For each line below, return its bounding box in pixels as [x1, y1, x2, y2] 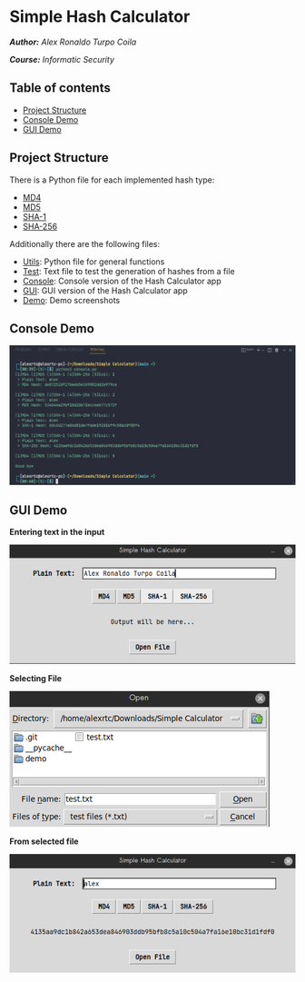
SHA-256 [22, 221, 57, 232]
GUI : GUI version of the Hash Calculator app [22, 284, 188, 296]
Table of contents [9, 80, 111, 96]
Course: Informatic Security [9, 54, 115, 64]
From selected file [9, 836, 79, 847]
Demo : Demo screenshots [22, 294, 121, 305]
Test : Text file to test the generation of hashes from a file [22, 265, 235, 276]
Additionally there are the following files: [9, 238, 161, 249]
